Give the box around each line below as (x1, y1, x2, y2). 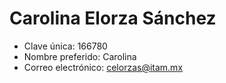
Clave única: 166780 (23, 40, 108, 52)
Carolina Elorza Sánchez (9, 7, 217, 30)
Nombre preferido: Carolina (23, 50, 137, 62)
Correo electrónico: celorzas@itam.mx (23, 61, 184, 73)
